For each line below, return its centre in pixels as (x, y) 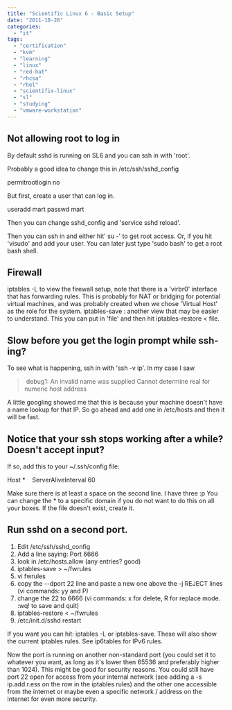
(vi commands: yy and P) (53, 591)
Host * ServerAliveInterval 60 (51, 480)
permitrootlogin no (34, 182)
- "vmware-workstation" (47, 110)
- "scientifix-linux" (45, 91)
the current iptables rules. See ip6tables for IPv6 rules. (85, 641)
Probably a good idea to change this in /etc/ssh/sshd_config (93, 169)
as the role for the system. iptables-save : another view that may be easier (113, 311)
